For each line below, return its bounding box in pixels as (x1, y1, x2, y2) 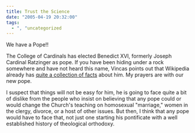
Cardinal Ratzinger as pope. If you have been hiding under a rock (6, 59, 164, 66)
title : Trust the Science (6, 8, 70, 15)
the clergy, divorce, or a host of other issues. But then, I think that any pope (6, 108, 190, 115)
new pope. (6, 78, 32, 85)
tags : (6, 19, 19, 25)
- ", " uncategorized (11, 25, 62, 31)
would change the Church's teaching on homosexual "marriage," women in (6, 101, 189, 109)
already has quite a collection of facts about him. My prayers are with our (6, 71, 184, 78)
